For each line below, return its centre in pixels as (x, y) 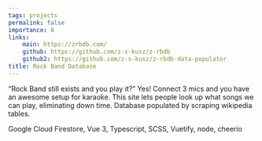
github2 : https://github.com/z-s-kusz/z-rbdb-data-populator (124, 60)
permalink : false (37, 23)
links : (19, 37)
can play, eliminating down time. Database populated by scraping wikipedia (130, 105)
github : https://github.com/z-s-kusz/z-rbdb (96, 52)
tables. (19, 114)
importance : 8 (31, 30)
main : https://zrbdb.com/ (65, 45)
